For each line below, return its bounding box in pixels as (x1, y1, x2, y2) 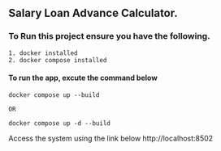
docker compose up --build (8, 90, 100, 99)
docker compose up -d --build (8, 119, 111, 128)
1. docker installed (8, 48, 79, 57)
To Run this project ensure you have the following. (8, 31, 210, 42)
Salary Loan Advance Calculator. (8, 6, 179, 20)
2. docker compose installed (8, 56, 107, 64)
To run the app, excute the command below (8, 73, 158, 83)
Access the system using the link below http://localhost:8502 (8, 133, 214, 143)
